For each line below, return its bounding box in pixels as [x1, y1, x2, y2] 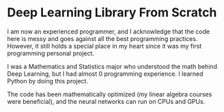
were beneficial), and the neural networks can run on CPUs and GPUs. [7, 97, 206, 105]
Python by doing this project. [7, 76, 89, 85]
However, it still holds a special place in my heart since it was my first [7, 42, 202, 50]
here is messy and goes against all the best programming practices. [7, 34, 198, 42]
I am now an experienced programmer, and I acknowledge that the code [7, 27, 210, 36]
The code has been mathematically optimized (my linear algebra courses [7, 90, 212, 98]
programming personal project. [7, 49, 94, 57]
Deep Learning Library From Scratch [7, 5, 217, 20]
